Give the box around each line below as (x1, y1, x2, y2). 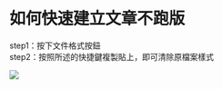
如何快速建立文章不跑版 (9, 8, 186, 29)
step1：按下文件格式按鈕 (9, 40, 101, 51)
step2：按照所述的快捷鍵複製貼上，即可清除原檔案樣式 (9, 51, 215, 62)
